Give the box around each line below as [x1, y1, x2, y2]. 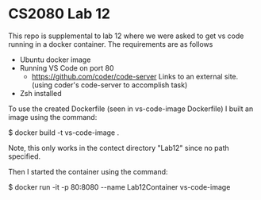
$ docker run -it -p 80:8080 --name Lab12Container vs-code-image [8, 182, 231, 191]
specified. [8, 152, 41, 161]
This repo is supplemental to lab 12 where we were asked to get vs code [8, 31, 244, 40]
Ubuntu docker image [19, 55, 91, 64]
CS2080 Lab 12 [8, 5, 111, 23]
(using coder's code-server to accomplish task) [31, 80, 188, 90]
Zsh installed [19, 88, 62, 98]
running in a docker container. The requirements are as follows [8, 39, 213, 48]
